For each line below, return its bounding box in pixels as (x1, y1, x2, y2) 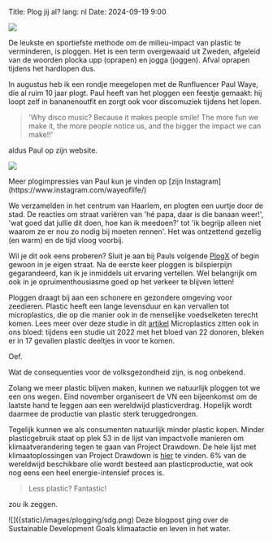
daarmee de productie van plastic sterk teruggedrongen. (8, 409, 198, 418)
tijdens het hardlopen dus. (8, 64, 96, 73)
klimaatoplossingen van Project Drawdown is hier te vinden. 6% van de (8, 451, 246, 460)
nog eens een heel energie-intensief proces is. (8, 468, 165, 478)
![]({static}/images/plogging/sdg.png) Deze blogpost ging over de (8, 515, 229, 525)
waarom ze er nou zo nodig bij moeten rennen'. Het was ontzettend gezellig (8, 227, 262, 236)
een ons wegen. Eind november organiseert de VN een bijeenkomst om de (8, 392, 258, 401)
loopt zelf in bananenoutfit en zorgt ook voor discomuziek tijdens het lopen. (8, 97, 262, 106)
